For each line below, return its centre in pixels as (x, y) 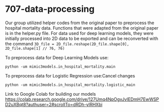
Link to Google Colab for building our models (50, 94)
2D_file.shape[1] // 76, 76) (35, 48)
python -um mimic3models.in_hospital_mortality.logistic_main (70, 85)
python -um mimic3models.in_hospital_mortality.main (60, 67)
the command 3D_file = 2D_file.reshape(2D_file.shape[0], (67, 43)
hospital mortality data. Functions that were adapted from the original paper (82, 28)
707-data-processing (50, 9)
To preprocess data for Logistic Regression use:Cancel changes (70, 75)
